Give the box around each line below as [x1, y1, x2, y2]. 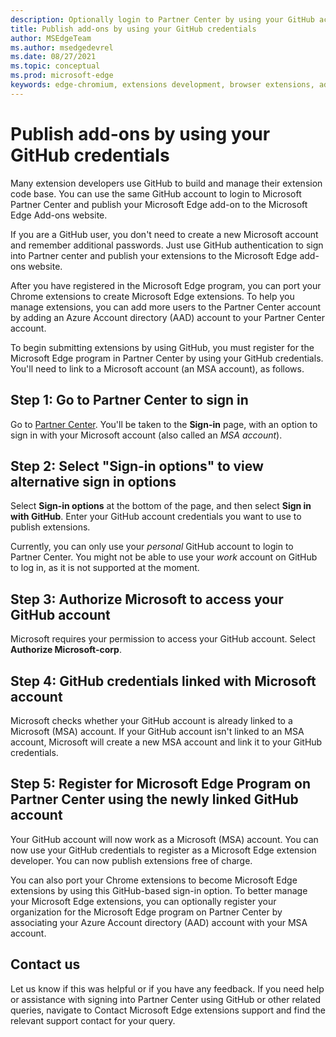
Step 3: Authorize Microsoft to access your [10, 591, 284, 608]
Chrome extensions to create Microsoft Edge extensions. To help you [10, 290, 295, 302]
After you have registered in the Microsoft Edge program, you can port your [10, 279, 322, 291]
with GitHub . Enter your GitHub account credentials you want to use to [10, 511, 302, 523]
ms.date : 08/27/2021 [10, 52, 97, 62]
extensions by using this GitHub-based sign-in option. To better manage [10, 884, 308, 896]
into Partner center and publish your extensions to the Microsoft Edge [10, 249, 298, 261]
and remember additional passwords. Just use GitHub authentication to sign [10, 239, 324, 251]
